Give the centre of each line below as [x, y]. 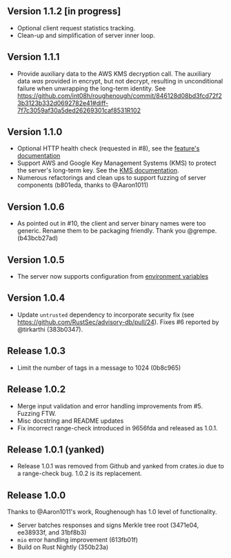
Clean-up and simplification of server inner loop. [86, 35]
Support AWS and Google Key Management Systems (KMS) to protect [117, 163]
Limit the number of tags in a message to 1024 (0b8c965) [99, 368]
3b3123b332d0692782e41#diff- [63, 103]
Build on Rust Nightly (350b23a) [63, 547]
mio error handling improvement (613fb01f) [78, 540]
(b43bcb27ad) [38, 238]
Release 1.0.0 [37, 495]
